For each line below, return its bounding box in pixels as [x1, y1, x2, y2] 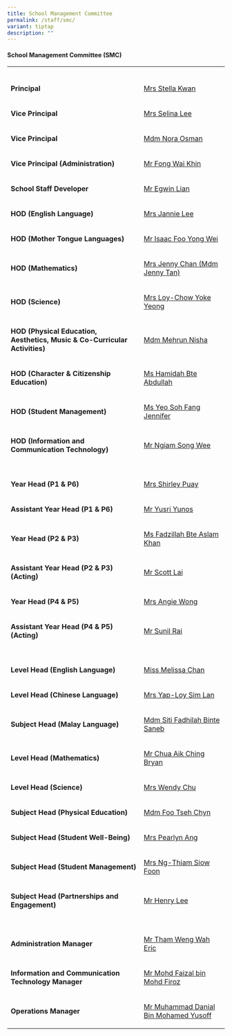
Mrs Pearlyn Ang [144, 833, 198, 842]
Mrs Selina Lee [144, 109, 192, 118]
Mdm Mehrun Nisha [144, 335, 209, 345]
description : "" [7, 29, 54, 37]
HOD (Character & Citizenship [10, 369, 111, 379]
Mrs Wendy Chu [144, 782, 197, 792]
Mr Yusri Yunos [144, 505, 193, 514]
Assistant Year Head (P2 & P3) [10, 563, 113, 573]
